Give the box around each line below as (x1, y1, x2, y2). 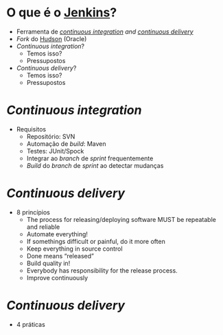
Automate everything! (26, 229, 89, 238)
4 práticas (16, 320, 45, 328)
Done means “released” (26, 251, 94, 260)
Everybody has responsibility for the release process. (26, 266, 178, 275)
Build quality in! (26, 259, 71, 267)
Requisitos (16, 125, 47, 133)
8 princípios (16, 208, 51, 216)
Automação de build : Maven (26, 139, 107, 148)
